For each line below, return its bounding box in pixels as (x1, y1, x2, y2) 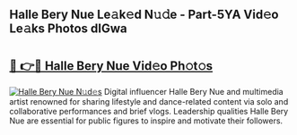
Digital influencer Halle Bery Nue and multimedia (103, 87, 284, 97)
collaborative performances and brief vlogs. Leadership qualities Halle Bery (9, 106, 289, 116)
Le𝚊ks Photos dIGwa (9, 21, 127, 37)
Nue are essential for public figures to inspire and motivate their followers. (9, 115, 284, 126)
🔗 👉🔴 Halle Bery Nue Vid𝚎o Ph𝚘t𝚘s (9, 58, 214, 73)
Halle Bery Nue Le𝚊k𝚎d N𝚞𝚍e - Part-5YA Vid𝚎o (9, 7, 279, 22)
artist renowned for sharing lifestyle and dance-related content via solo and (9, 97, 289, 106)
